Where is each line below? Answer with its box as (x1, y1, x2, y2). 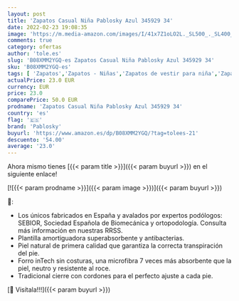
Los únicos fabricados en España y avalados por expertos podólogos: (17, 211, 223, 220)
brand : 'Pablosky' (7, 122, 62, 130)
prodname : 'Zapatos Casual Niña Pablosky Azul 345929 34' (7, 103, 183, 110)
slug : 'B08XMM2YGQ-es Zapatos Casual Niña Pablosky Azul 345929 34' (7, 57, 215, 64)
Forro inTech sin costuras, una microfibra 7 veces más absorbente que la (17, 257, 232, 265)
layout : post (7, 10, 46, 18)
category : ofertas (7, 43, 62, 51)
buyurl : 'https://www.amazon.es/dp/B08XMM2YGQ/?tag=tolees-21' (7, 130, 199, 137)
